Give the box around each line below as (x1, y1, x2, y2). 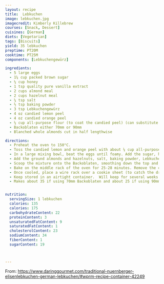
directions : (5, 138, 29, 143)
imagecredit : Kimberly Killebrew (5, 20, 73, 26)
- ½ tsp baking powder (9, 102, 56, 107)
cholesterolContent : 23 (9, 228, 58, 233)
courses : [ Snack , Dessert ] (5, 25, 60, 30)
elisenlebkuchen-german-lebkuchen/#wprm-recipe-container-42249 (5, 273, 145, 279)
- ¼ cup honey (9, 80, 38, 84)
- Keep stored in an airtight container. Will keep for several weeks (9, 174, 159, 180)
